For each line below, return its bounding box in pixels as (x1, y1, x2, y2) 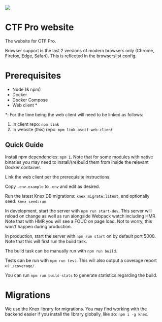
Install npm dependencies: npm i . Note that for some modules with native (5, 154, 154, 160)
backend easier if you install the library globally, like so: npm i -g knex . (5, 311, 149, 317)
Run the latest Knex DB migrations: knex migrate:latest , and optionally (5, 193, 150, 199)
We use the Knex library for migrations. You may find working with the (5, 306, 147, 312)
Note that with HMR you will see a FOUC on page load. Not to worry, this (5, 218, 152, 224)
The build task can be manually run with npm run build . (5, 248, 117, 253)
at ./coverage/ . (5, 262, 36, 268)
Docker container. (5, 164, 41, 170)
